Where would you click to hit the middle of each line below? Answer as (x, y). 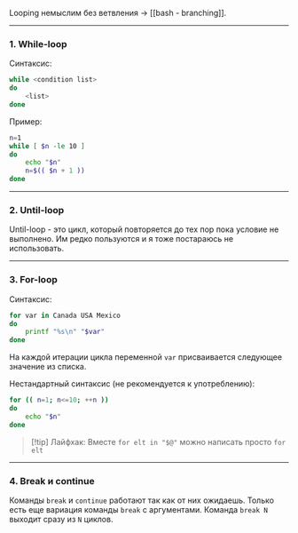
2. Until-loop (37, 210)
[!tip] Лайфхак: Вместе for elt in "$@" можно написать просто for (158, 442)
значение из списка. (48, 367)
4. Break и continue (52, 481)
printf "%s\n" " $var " (65, 332)
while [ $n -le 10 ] (47, 146)
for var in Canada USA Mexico (65, 315)
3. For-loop (33, 280)
